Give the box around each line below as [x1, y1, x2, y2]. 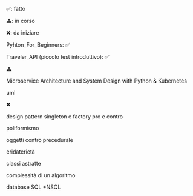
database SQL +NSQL [6, 183, 61, 191]
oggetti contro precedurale [6, 137, 74, 143]
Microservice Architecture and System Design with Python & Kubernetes [6, 77, 188, 84]
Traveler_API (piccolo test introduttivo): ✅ [6, 53, 110, 60]
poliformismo [6, 124, 39, 132]
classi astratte [6, 160, 41, 167]
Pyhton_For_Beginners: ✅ [6, 41, 70, 48]
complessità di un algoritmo [6, 172, 76, 178]
